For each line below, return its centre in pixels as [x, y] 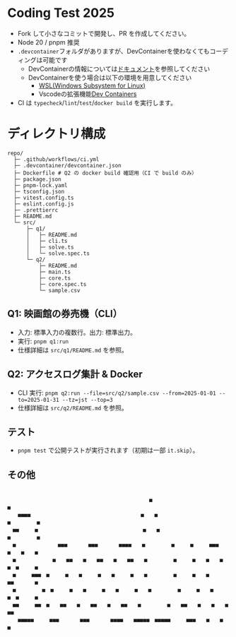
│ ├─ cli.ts [47, 241]
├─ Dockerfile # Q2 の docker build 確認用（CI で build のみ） [106, 173]
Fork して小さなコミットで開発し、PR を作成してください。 [104, 33]
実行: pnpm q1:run [43, 341]
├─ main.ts [55, 272]
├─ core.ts [55, 278]
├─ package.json [37, 179]
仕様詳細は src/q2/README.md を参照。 [73, 407]
